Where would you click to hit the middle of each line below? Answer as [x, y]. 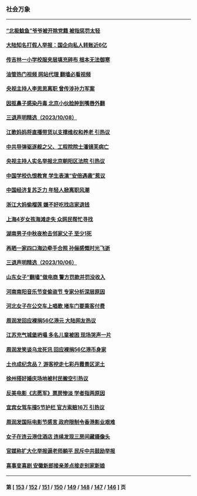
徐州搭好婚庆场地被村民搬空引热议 [47, 378]
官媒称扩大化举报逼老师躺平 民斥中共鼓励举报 [61, 451]
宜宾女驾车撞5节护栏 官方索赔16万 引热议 [55, 408]
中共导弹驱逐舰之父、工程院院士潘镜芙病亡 [57, 146]
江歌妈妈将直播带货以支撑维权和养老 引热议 [58, 132]
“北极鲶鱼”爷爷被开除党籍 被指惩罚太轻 [53, 30]
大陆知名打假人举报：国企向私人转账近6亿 [57, 45]
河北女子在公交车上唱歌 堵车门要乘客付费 [56, 306]
